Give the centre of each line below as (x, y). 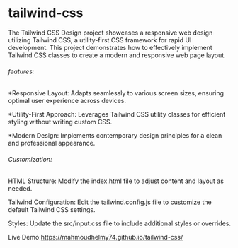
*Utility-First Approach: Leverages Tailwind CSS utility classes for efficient (117, 114)
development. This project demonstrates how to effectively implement (110, 47)
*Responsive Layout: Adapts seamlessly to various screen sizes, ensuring (116, 93)
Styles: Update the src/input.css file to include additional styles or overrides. (119, 223)
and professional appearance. (52, 143)
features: (21, 71)
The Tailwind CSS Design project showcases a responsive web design (110, 33)
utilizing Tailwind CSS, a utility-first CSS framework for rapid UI (100, 40)
